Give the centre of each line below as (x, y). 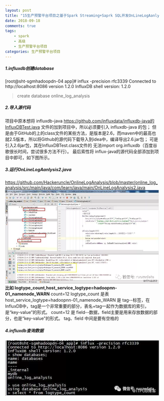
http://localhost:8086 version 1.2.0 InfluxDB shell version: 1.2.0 (68, 86)
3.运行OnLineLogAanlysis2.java (38, 170)
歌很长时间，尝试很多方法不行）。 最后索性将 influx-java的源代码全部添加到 (80, 151)
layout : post (18, 10)
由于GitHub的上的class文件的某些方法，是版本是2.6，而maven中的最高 (81, 133)
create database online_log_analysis (53, 96)
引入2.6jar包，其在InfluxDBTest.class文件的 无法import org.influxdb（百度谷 (81, 145)
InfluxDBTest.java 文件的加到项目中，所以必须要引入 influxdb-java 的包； (78, 127)
